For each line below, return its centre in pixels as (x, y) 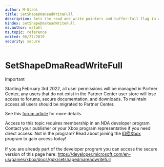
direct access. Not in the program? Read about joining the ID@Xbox (73, 133)
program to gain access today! (36, 138)
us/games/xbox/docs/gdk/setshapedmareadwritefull (58, 159)
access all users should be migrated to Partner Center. (60, 104)
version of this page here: (31, 154)
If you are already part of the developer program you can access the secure (81, 149)
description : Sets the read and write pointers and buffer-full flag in (81, 19)
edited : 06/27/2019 (25, 37)
